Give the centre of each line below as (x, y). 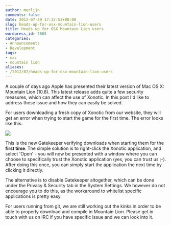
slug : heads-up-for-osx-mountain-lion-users (53, 24)
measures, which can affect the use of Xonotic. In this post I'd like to (77, 97)
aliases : (15, 67)
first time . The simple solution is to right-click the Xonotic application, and (83, 148)
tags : (11, 53)
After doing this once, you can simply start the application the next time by (84, 165)
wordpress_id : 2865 (26, 34)
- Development (20, 48)
